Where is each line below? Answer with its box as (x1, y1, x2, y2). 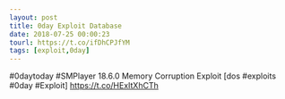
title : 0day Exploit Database (9, 21, 123, 30)
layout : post (9, 12, 58, 22)
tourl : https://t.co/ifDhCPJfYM (9, 37, 130, 47)
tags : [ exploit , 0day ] (9, 46, 91, 55)
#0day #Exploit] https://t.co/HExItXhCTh (9, 80, 159, 91)
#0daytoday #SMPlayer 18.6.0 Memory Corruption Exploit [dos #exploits (9, 70, 276, 81)
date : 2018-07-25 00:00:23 (9, 29, 110, 38)
